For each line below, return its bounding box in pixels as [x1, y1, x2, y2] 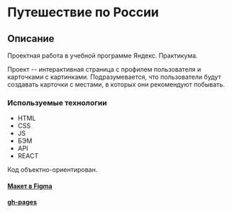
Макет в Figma [7, 182, 53, 190]
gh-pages [7, 198, 38, 207]
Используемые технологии [7, 97, 108, 107]
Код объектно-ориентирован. [7, 165, 98, 174]
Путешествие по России [7, 4, 160, 21]
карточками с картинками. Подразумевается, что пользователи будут [7, 72, 221, 81]
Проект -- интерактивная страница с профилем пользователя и [7, 65, 201, 73]
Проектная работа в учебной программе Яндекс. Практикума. [7, 51, 198, 60]
